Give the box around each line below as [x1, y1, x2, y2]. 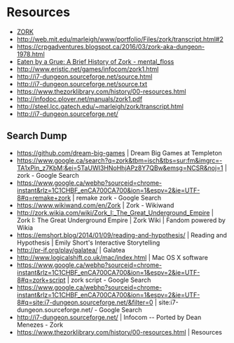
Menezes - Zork [16, 321, 64, 329]
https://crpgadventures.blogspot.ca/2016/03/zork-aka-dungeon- [16, 42, 205, 51]
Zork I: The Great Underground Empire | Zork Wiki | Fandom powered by [16, 216, 226, 224]
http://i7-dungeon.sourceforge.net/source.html [16, 72, 153, 81]
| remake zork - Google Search [72, 193, 162, 202]
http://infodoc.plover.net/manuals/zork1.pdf [16, 94, 143, 103]
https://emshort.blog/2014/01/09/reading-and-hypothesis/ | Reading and [16, 231, 227, 239]
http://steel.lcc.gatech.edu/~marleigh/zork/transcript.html [16, 102, 184, 110]
